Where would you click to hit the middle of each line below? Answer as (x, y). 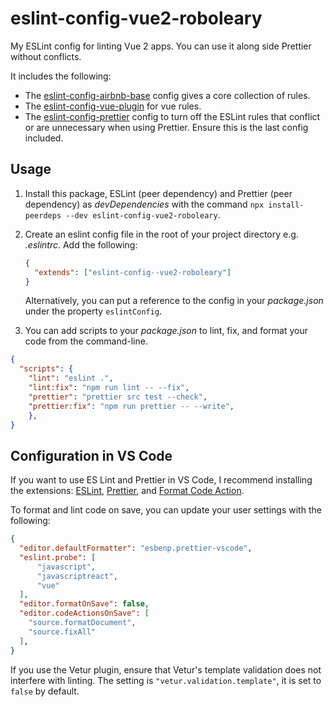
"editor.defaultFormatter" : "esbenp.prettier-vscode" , (136, 548)
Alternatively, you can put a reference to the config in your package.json (174, 301)
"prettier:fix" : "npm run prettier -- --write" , (131, 406)
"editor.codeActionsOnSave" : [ (84, 613)
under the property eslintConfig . (93, 311)
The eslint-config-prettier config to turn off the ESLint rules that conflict (172, 116)
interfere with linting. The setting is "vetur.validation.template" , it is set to (166, 680)
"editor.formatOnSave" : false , (84, 604)
